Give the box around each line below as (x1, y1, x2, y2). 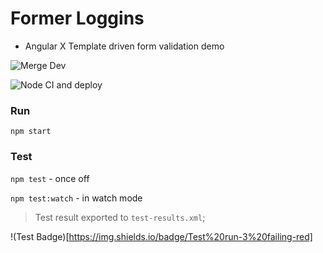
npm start (10, 127, 52, 137)
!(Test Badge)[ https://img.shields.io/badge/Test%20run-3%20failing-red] (10, 230, 313, 242)
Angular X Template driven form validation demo (24, 40, 225, 52)
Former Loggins (10, 7, 145, 30)
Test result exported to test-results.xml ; (34, 211, 206, 223)
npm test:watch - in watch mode (10, 192, 143, 204)
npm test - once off (10, 172, 90, 184)
